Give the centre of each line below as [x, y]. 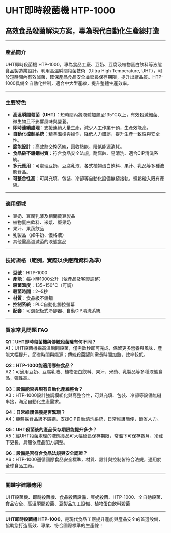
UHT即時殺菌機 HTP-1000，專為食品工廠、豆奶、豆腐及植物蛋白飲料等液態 [84, 65]
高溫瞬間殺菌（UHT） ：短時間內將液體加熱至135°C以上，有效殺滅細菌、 [87, 114]
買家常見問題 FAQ [27, 330]
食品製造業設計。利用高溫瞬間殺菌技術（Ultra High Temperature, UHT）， [82, 71]
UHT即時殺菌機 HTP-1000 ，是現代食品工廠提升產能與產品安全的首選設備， [84, 519]
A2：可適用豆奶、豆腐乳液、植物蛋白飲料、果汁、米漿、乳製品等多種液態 [82, 372]
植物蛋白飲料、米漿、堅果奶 [42, 222]
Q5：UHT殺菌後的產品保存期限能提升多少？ [51, 430]
